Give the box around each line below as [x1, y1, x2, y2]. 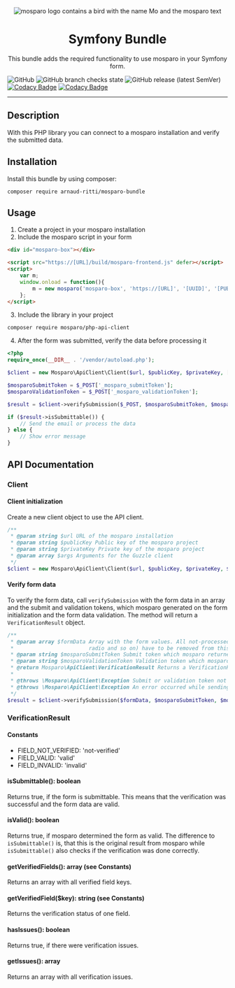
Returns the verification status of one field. [7, 910, 131, 918]
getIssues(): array [7, 957, 61, 966]
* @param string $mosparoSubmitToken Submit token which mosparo [10, 651, 205, 658]
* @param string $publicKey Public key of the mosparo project [10, 539, 199, 546]
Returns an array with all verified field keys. [7, 878, 132, 887]
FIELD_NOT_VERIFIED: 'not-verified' [17, 746, 120, 754]
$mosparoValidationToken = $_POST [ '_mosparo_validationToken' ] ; [7, 388, 199, 395]
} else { [7, 427, 33, 434]
